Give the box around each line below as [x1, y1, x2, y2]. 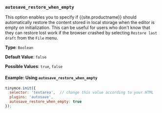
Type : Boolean [5, 45, 34, 50]
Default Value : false [5, 54, 47, 60]
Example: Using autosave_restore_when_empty [5, 74, 98, 80]
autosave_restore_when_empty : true [9, 99, 82, 104]
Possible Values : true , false [5, 64, 63, 69]
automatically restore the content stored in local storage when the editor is [5, 20, 155, 25]
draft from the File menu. [5, 35, 59, 41]
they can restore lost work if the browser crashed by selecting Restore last [5, 30, 158, 36]
